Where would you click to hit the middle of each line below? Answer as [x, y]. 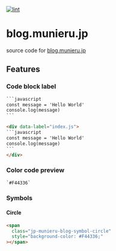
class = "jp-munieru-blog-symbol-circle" [62, 231]
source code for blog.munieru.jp [46, 50]
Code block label [31, 86]
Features [23, 69]
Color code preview [35, 170]
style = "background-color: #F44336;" [57, 237]
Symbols [20, 198]
